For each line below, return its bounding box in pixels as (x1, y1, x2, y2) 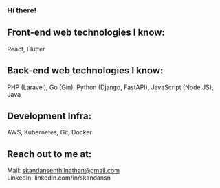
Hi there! (7, 5, 37, 15)
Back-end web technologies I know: (7, 64, 164, 77)
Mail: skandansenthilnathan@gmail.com (7, 167, 120, 175)
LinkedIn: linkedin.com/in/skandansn (7, 174, 111, 182)
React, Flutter (7, 45, 45, 53)
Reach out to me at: (7, 148, 92, 160)
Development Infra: (7, 110, 92, 121)
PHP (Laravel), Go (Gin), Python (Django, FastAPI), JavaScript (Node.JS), (7, 83, 214, 91)
